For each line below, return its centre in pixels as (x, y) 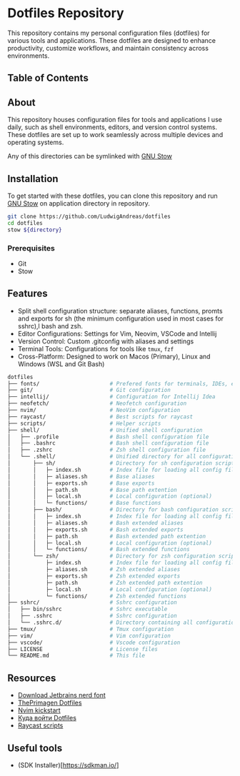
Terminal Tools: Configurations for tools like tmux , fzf (96, 348)
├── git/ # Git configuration (89, 390)
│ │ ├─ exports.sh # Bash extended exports (95, 530)
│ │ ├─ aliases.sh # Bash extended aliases (95, 523)
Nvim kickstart (39, 710)
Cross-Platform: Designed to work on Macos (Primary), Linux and (114, 356)
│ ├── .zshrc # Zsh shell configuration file (106, 450)
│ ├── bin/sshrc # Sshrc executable (87, 609)
